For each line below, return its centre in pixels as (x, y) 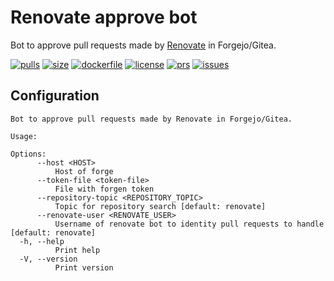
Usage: (24, 136)
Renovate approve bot (104, 17)
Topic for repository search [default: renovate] (160, 206)
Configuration (55, 96)
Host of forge (84, 171)
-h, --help (42, 241)
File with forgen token (104, 189)
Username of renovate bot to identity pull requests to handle (189, 224)
